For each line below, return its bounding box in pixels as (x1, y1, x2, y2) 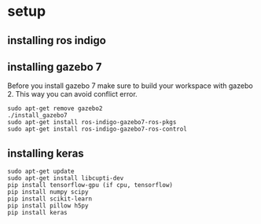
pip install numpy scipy (7, 188, 89, 196)
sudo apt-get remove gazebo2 (7, 105, 103, 112)
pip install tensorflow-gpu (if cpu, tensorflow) (7, 182, 174, 189)
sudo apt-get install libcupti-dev (7, 174, 124, 182)
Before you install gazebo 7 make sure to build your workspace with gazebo (7, 81, 253, 90)
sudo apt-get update (7, 167, 75, 175)
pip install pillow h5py (7, 202, 89, 210)
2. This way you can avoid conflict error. (7, 90, 138, 99)
